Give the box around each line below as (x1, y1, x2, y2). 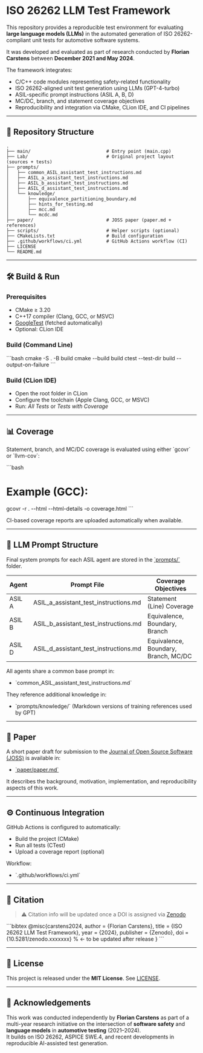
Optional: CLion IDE (14, 326, 64, 333)
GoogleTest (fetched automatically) (14, 319, 103, 326)
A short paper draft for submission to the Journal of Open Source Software (6, 748, 193, 756)
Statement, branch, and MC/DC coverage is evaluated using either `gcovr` (6, 445, 191, 453)
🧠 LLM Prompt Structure (6, 540, 98, 550)
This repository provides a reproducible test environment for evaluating (6, 24, 184, 31)
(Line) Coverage (147, 602, 194, 611)
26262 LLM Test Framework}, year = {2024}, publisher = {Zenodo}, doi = (6, 929, 189, 936)
